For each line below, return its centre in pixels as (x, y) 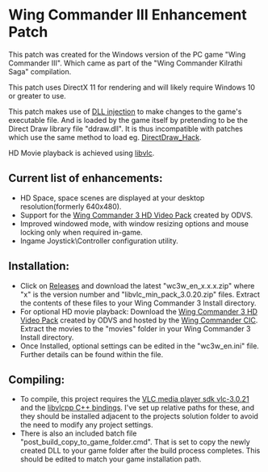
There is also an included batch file (78, 433)
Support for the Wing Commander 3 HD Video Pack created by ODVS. (136, 215)
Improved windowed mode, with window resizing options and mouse (134, 223)
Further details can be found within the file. (92, 354)
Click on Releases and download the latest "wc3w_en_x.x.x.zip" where (137, 285)
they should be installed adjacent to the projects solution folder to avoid (139, 416)
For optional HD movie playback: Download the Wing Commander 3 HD (139, 311)
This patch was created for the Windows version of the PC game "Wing (127, 54)
